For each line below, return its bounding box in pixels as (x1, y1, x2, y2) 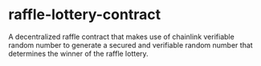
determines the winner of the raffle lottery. (8, 49, 149, 58)
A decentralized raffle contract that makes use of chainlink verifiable (8, 32, 234, 41)
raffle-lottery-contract (8, 6, 161, 24)
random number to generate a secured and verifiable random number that (8, 40, 253, 49)
